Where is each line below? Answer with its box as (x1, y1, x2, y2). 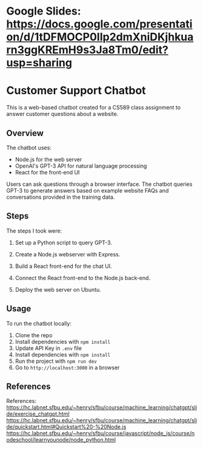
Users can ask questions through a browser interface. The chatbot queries (6, 180, 193, 188)
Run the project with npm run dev (15, 357, 97, 365)
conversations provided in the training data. (6, 193, 115, 201)
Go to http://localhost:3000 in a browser (15, 363, 120, 371)
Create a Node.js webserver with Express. (15, 250, 121, 258)
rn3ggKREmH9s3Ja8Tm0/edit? (6, 43, 168, 57)
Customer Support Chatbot (6, 84, 147, 98)
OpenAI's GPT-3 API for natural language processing (15, 162, 147, 170)
